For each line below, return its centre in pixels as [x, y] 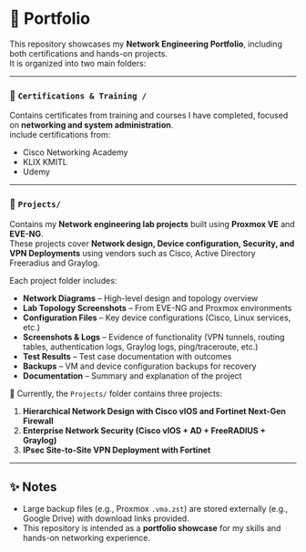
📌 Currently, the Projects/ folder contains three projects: [116, 393]
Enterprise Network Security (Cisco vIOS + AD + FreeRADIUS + [144, 430]
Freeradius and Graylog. [55, 263]
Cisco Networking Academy [75, 152]
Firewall [38, 421]
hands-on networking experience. [87, 538]
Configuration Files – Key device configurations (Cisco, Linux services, [157, 318]
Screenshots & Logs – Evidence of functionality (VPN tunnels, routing [153, 337]
